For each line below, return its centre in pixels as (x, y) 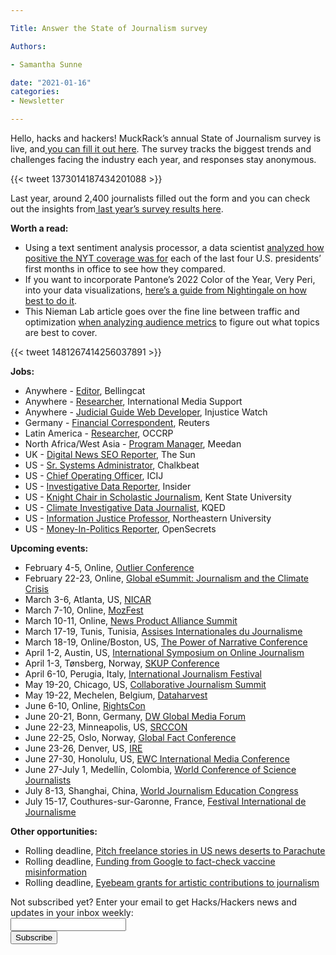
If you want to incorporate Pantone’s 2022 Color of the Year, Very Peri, (170, 279)
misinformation (55, 872)
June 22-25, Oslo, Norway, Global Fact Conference (130, 737)
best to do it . (51, 300)
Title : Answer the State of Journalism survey (109, 28)
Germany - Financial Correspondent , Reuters (117, 422)
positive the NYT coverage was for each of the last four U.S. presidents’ (173, 258)
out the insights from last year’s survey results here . (117, 209)
